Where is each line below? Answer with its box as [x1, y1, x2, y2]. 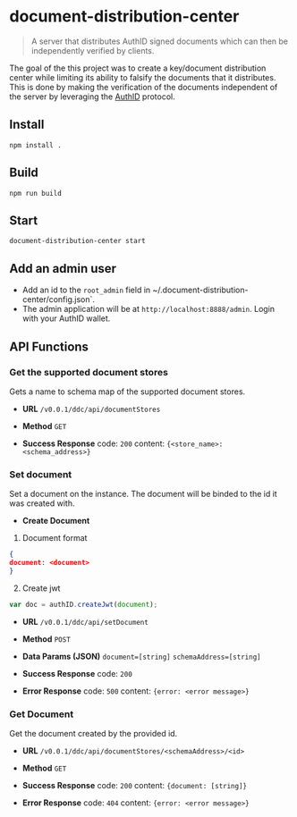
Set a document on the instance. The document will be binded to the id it [9, 489, 277, 500]
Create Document [21, 516, 90, 526]
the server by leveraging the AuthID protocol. [9, 91, 176, 102]
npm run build [9, 189, 63, 198]
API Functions [9, 339, 89, 354]
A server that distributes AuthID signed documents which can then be [30, 36, 289, 46]
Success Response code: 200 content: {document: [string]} [21, 779, 248, 790]
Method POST [21, 633, 72, 644]
